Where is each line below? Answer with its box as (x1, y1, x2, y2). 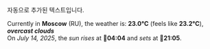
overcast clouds (7, 27, 55, 35)
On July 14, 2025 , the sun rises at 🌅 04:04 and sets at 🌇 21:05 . (7, 34, 182, 42)
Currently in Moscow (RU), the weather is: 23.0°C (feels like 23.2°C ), (7, 20, 204, 27)
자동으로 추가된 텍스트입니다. (7, 6, 84, 14)
